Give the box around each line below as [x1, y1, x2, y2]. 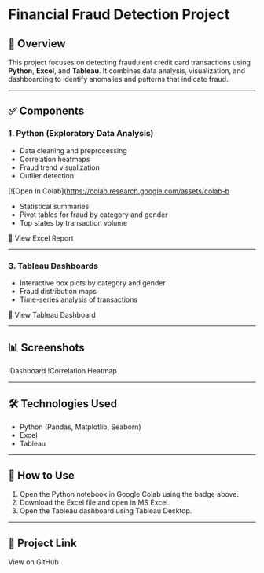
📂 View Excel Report [8, 233, 74, 243]
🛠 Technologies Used [8, 397, 118, 410]
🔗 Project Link [8, 536, 77, 549]
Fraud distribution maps [19, 286, 97, 296]
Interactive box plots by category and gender [19, 277, 167, 288]
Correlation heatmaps [19, 154, 90, 163]
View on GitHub [8, 557, 59, 567]
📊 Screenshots [8, 341, 85, 354]
